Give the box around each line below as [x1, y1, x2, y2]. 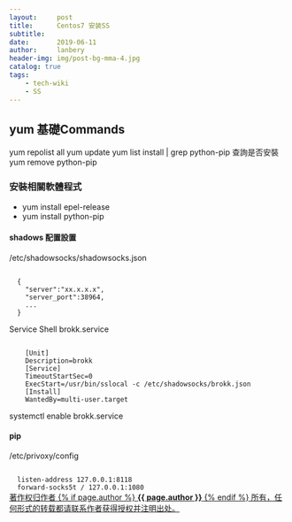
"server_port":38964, [25, 293, 104, 302]
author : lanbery [9, 46, 86, 55]
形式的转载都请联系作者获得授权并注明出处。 [16, 503, 180, 514]
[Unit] [25, 349, 50, 357]
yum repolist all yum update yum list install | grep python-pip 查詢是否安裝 [9, 147, 279, 157]
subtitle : [9, 29, 46, 38]
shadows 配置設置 [9, 232, 77, 243]
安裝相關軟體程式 [9, 180, 82, 193]
